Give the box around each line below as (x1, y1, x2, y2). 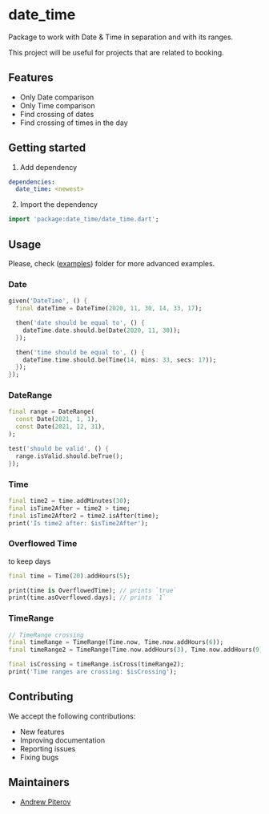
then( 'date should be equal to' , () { (15, 319, 146, 327)
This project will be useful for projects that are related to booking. (8, 47, 224, 57)
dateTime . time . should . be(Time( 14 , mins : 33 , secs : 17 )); (22, 355, 217, 364)
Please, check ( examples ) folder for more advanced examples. (8, 259, 215, 268)
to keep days (8, 556, 51, 566)
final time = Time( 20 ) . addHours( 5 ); (8, 572, 130, 580)
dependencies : (8, 178, 56, 186)
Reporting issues (19, 743, 76, 753)
